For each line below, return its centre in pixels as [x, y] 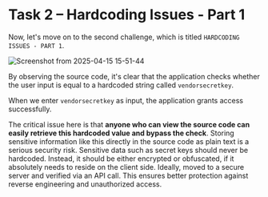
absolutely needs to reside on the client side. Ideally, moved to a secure [126, 167]
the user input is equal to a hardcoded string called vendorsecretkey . [121, 85]
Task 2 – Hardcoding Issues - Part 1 [127, 15]
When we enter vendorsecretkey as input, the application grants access [126, 100]
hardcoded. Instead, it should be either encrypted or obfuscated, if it [121, 159]
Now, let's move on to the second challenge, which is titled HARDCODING [124, 37]
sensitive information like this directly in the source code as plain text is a [129, 141]
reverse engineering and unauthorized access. [85, 184]
